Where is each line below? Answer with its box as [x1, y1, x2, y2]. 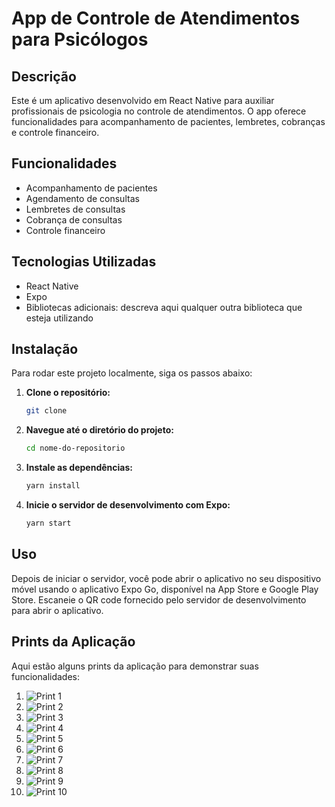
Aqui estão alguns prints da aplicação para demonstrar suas [11, 660, 259, 672]
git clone [25, 406, 68, 416]
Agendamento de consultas [25, 192, 140, 204]
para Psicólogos [11, 28, 149, 51]
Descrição [11, 68, 77, 85]
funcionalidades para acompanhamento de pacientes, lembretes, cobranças [11, 116, 326, 127]
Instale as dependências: [25, 462, 133, 474]
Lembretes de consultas [25, 203, 126, 215]
